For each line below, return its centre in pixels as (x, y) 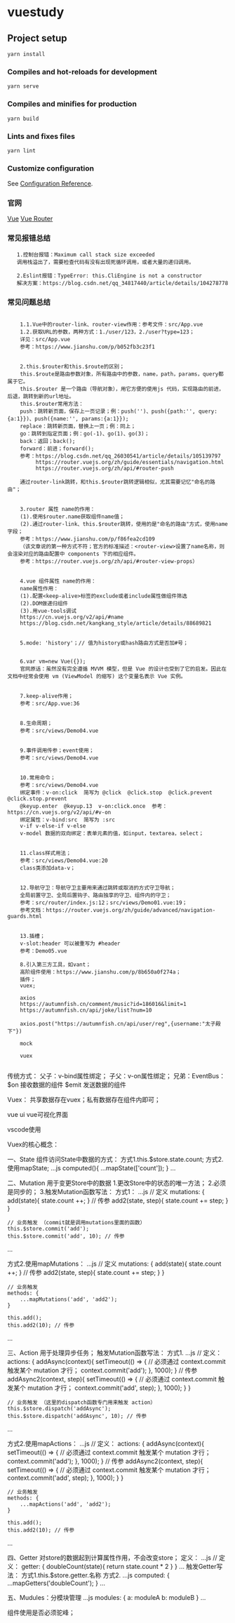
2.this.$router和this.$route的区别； (72, 367)
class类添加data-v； (48, 868)
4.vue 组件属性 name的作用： (58, 581)
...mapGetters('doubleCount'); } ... (56, 1583)
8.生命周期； (36, 724)
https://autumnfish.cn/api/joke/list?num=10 (86, 1011)
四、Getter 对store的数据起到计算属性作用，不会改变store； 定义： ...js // (112, 1558)
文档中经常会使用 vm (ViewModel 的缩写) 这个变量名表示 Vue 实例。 (97, 677)
